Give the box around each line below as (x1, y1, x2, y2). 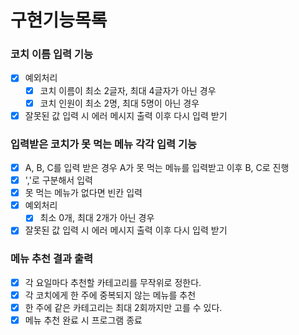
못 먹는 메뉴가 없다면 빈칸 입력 (24, 187, 143, 199)
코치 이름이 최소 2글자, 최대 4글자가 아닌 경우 (39, 84, 217, 96)
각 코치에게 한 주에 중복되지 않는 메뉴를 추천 (24, 289, 197, 301)
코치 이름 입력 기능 (10, 47, 94, 61)
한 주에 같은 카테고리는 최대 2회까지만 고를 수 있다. (24, 301, 223, 313)
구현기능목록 (10, 9, 108, 32)
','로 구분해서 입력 (24, 174, 93, 186)
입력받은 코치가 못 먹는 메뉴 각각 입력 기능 (10, 137, 198, 151)
